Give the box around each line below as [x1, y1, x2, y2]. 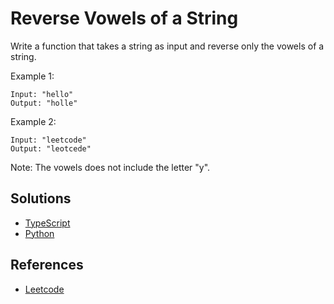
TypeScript [24, 217, 71, 229]
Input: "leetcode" [10, 135, 87, 145]
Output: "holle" [10, 98, 78, 108]
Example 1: [10, 70, 55, 82]
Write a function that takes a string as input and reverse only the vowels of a [10, 40, 325, 52]
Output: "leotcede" [10, 143, 92, 154]
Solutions [10, 190, 72, 207]
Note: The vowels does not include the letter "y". [10, 161, 211, 173]
